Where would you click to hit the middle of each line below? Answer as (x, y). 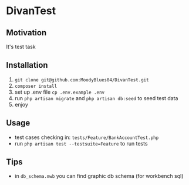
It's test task (21, 47)
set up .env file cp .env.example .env (59, 92)
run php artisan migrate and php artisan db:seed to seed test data (96, 98)
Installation (27, 65)
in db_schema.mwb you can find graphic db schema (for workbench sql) (99, 176)
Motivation (26, 33)
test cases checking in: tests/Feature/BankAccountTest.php (87, 137)
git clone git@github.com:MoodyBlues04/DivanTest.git (82, 80)
